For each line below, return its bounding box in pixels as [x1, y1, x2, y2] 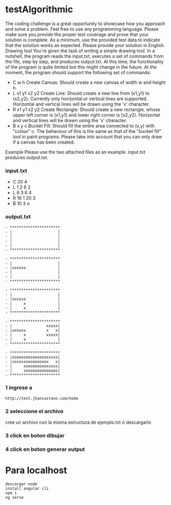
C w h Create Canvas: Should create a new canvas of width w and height [12, 79, 166, 85]
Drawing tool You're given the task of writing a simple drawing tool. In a [5, 48, 155, 54]
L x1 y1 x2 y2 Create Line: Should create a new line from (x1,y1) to [12, 90, 150, 96]
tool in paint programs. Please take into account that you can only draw [12, 133, 162, 140]
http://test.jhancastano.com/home [5, 396, 79, 401]
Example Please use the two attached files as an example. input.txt [5, 149, 146, 155]
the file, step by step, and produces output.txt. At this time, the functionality [5, 58, 164, 64]
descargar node [5, 481, 38, 487]
